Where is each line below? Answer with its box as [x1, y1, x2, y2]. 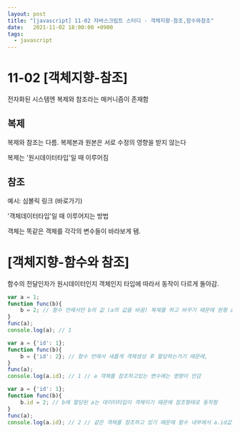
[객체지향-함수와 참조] [7, 254, 130, 270]
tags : [7, 30, 24, 38]
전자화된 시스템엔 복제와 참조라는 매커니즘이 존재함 [7, 95, 149, 103]
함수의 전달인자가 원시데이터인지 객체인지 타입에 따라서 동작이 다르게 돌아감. [7, 279, 219, 287]
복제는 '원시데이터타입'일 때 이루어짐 [7, 153, 109, 161]
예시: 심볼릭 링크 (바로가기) [7, 196, 83, 205]
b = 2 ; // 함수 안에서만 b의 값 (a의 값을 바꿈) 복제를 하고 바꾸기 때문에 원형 [20, 307, 228, 314]
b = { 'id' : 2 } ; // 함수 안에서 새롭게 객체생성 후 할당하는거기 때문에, [20, 352, 209, 360]
